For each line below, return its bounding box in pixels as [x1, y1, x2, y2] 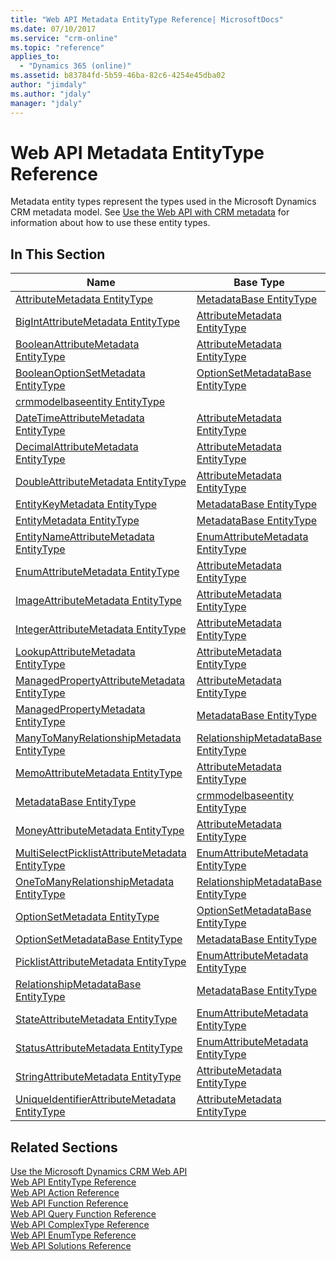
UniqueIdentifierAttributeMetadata [15, 1092, 177, 1106]
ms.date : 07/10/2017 [10, 24, 97, 34]
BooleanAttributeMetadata [15, 337, 140, 351]
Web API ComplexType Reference [10, 1219, 150, 1231]
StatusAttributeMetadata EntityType [15, 1041, 183, 1055]
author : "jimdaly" [10, 80, 87, 90]
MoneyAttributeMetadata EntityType [15, 824, 185, 838]
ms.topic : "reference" [10, 42, 105, 53]
